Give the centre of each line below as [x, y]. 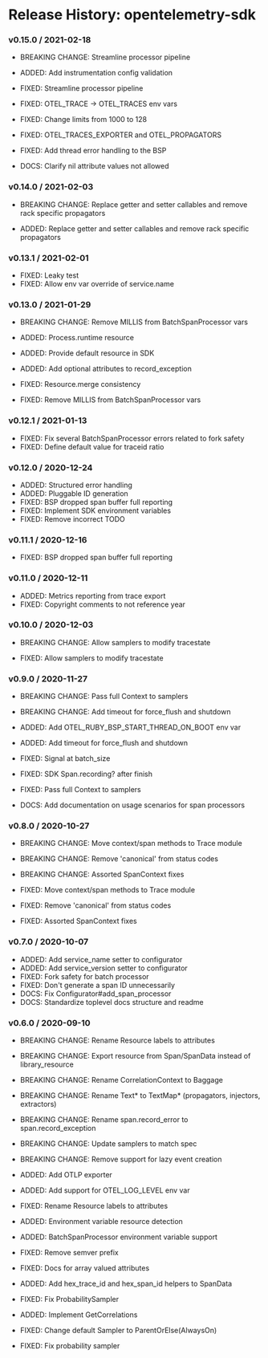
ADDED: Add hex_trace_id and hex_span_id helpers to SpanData [126, 1284]
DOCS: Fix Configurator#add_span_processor [95, 994]
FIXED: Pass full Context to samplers [81, 790]
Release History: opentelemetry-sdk [132, 15]
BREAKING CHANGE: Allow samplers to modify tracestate [115, 642]
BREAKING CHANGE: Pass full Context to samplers [104, 697]
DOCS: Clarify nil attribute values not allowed [94, 166]
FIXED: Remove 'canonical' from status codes [95, 905]
